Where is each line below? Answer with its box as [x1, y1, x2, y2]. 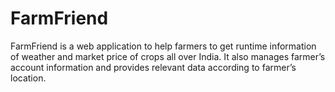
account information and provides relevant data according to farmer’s [10, 61, 297, 73]
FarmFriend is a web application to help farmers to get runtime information [10, 40, 317, 52]
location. [10, 72, 47, 84]
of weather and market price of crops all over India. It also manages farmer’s [10, 50, 326, 62]
